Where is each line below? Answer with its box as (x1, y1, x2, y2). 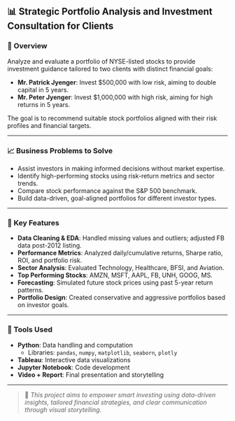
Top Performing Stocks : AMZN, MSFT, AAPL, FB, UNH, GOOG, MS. (17, 271, 213, 280)
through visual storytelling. (24, 405, 102, 414)
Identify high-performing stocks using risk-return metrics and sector (17, 171, 215, 180)
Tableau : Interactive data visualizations (17, 355, 131, 364)
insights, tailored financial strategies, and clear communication (24, 398, 208, 406)
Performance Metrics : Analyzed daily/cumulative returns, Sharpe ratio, (17, 249, 223, 257)
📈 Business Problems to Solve (7, 145, 113, 155)
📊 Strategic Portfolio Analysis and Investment (7, 6, 213, 17)
